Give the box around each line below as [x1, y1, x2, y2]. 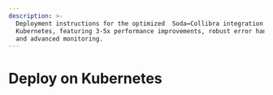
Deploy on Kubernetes [8, 70, 162, 88]
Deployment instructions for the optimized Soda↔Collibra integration [15, 19, 264, 28]
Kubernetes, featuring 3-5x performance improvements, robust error [15, 27, 253, 35]
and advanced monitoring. [15, 34, 104, 43]
